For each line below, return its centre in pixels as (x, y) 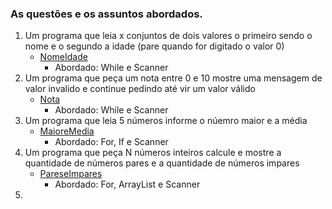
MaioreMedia (67, 131)
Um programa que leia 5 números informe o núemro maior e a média (166, 121)
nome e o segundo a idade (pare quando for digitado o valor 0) (154, 46)
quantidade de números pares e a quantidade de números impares (162, 163)
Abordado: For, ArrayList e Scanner (127, 184)
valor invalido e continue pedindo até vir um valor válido (140, 89)
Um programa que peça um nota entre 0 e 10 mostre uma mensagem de (173, 78)
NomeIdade (63, 57)
